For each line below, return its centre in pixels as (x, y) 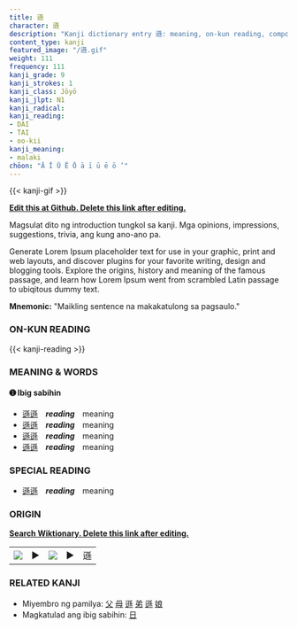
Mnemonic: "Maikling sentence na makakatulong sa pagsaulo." (125, 307)
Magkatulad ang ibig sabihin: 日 (79, 614)
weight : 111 (31, 58)
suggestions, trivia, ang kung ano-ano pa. (85, 235)
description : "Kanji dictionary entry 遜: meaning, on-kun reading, (137, 34)
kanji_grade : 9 (37, 75)
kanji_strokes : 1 (41, 83)
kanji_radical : (37, 108)
